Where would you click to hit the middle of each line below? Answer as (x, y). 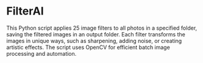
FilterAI (25, 11)
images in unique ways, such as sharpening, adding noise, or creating (94, 41)
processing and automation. (41, 53)
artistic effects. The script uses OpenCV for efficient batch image (88, 47)
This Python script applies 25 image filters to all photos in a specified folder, (102, 28)
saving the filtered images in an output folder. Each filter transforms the (96, 34)
